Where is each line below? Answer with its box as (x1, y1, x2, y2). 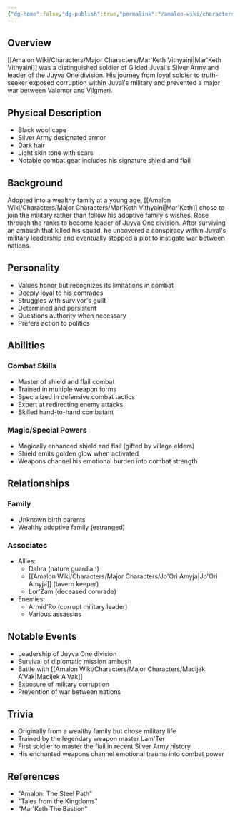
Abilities (7, 340, 45, 352)
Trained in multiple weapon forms (17, 385, 117, 393)
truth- (201, 71, 219, 79)
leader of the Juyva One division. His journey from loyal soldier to (7, 71, 200, 79)
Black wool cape (17, 126, 66, 134)
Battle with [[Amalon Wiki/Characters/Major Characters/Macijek (17, 665, 206, 673)
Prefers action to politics (17, 318, 90, 327)
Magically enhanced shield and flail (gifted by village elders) (17, 441, 195, 450)
